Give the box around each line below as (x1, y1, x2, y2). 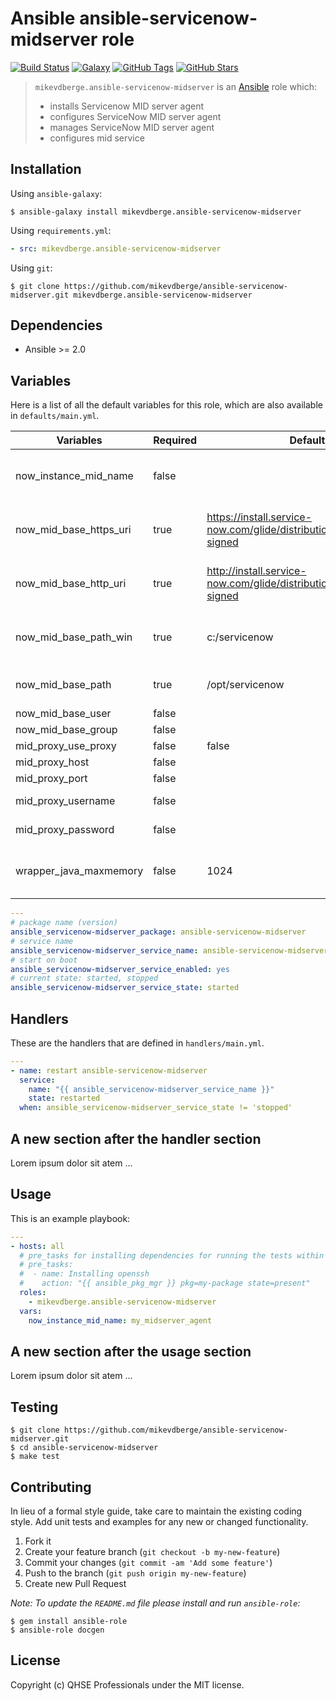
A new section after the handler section (10, 1130, 262, 1147)
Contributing (10, 1478, 92, 1496)
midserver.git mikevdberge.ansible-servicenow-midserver (10, 290, 253, 300)
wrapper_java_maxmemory (15, 864, 144, 878)
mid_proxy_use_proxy (15, 739, 117, 753)
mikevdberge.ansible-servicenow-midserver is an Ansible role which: (34, 80, 318, 92)
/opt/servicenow (206, 678, 285, 692)
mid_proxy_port (15, 772, 88, 786)
